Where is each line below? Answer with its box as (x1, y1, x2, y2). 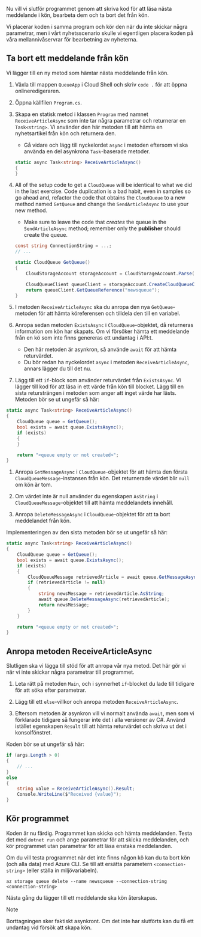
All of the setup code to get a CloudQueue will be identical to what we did (14, 182, 193, 189)
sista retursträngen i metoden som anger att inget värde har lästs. (14, 389, 176, 397)
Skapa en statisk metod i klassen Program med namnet (14, 111, 148, 118)
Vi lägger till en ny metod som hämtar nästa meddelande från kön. (6, 69, 169, 76)
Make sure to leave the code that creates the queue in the (23, 219, 166, 226)
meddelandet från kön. (14, 517, 71, 525)
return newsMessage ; (38, 602, 90, 608)
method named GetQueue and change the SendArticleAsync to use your (14, 201, 189, 208)
